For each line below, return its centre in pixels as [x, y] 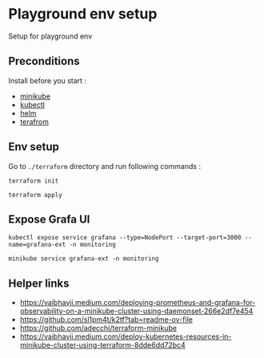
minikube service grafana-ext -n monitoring [84, 259]
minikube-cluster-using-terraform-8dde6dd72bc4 [102, 345]
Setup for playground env [50, 36]
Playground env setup [83, 14]
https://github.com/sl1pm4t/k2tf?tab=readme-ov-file [106, 320]
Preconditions [44, 61]
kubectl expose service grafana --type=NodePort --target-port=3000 [125, 238]
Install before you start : [47, 80]
